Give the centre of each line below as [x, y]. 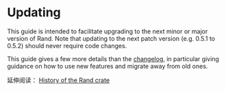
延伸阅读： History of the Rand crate [59, 80]
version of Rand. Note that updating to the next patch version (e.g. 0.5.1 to [111, 38]
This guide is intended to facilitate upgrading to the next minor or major [108, 31]
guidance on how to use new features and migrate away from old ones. [108, 66]
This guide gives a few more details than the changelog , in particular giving [113, 58]
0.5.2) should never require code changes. [67, 45]
